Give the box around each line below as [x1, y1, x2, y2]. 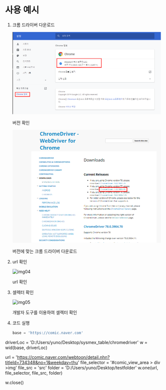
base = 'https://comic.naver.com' [12, 330, 83, 335]
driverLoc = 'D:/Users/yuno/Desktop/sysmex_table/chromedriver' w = [5, 339, 148, 345]
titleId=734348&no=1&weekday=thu [5, 359, 78, 365]
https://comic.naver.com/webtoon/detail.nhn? [17, 354, 110, 360]
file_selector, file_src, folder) [5, 370, 63, 376]
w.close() [5, 379, 24, 386]
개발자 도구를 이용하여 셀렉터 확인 [12, 309, 78, 315]
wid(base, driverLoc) [5, 345, 48, 350]
